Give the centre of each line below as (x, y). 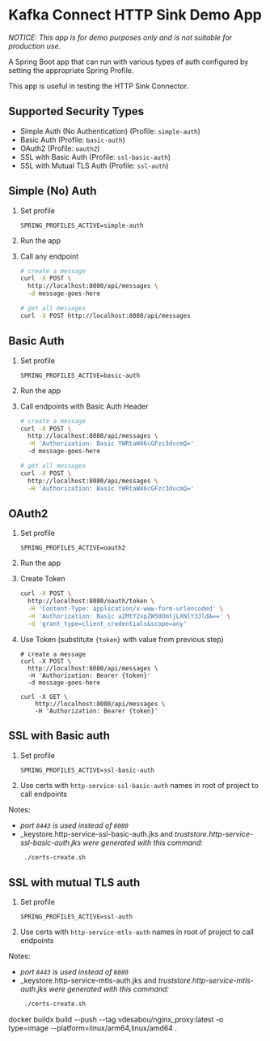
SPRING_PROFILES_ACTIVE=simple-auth (82, 225)
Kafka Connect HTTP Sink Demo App (135, 15)
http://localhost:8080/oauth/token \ (91, 602)
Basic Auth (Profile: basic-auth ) (72, 139)
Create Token (42, 579)
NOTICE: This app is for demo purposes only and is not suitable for (120, 37)
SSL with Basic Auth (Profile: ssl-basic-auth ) (95, 156)
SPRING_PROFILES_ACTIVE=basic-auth (80, 375)
